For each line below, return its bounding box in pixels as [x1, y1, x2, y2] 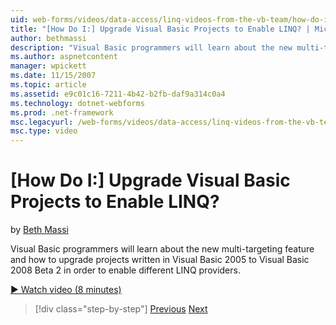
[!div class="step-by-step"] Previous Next [34, 303, 208, 315]
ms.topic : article [10, 80, 87, 90]
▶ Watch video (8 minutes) [10, 284, 122, 296]
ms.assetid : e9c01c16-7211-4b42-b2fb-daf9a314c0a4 [10, 89, 226, 99]
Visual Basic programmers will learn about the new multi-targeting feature [10, 243, 315, 255]
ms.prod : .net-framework [10, 107, 114, 118]
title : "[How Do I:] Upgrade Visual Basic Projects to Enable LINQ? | [10, 24, 311, 34]
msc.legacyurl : [10, 117, 74, 127]
